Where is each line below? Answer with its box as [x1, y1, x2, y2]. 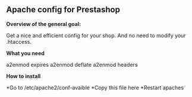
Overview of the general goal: [6, 20, 81, 27]
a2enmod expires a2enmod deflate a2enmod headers [6, 61, 138, 68]
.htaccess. [6, 38, 32, 45]
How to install [6, 72, 41, 79]
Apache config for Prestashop [6, 5, 121, 15]
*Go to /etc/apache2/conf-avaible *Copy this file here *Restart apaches [6, 84, 184, 91]
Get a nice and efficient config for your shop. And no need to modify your [6, 32, 186, 39]
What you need [6, 50, 45, 57]
